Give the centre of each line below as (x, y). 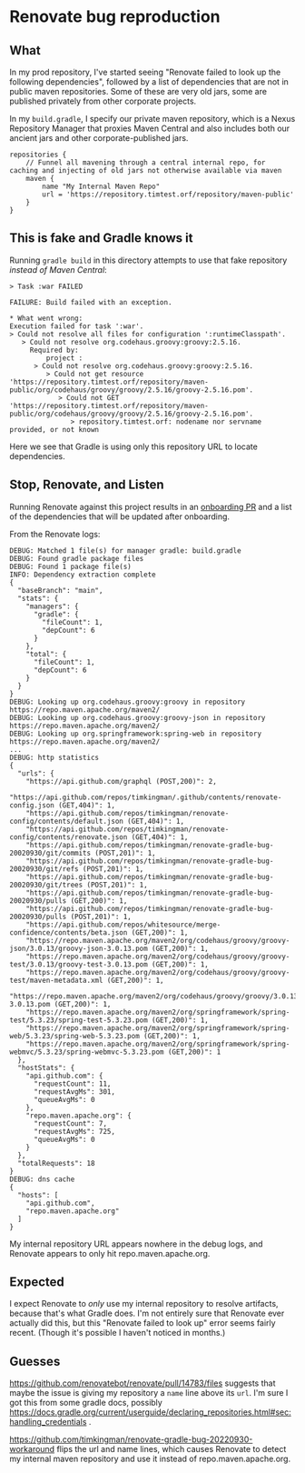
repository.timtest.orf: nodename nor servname (170, 421)
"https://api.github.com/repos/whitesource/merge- (123, 925)
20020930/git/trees (46, 885)
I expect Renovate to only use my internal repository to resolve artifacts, (144, 1304)
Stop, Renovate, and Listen (87, 485)
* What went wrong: (46, 318)
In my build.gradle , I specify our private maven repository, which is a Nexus (152, 119)
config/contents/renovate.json (69, 837)
